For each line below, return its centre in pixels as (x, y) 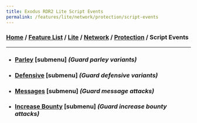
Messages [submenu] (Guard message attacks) (84, 91)
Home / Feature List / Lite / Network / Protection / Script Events (97, 37)
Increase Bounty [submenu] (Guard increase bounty (91, 107)
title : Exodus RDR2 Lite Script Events (55, 11)
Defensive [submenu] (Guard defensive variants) (86, 75)
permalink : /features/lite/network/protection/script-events (82, 17)
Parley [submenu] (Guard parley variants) (76, 59)
